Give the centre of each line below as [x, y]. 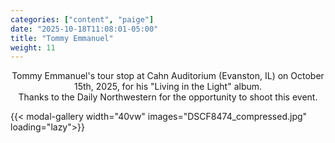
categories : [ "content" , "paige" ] [82, 19]
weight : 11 [33, 47]
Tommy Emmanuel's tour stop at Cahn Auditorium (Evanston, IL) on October [168, 76]
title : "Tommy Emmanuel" [62, 38]
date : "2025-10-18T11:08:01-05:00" [84, 29]
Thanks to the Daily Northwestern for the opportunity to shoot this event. [168, 97]
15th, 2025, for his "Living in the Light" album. [168, 87]
